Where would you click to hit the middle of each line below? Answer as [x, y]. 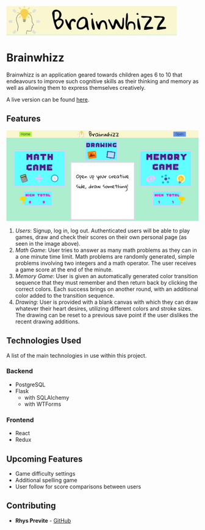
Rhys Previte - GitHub [43, 520]
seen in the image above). [48, 243]
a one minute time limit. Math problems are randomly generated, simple [105, 256]
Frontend [20, 420]
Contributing [31, 506]
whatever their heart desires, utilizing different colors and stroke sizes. [104, 308]
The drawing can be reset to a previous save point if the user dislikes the [106, 315]
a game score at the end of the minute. [64, 270]
